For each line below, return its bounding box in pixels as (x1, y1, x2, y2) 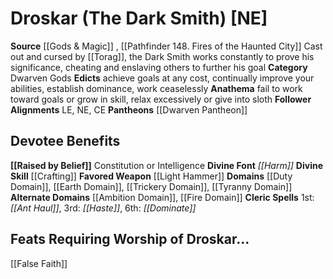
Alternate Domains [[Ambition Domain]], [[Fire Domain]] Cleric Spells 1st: (10, 191, 315, 203)
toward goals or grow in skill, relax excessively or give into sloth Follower (10, 93, 312, 105)
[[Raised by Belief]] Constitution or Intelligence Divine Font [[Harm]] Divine (10, 159, 324, 171)
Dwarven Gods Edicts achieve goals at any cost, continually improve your (10, 72, 315, 84)
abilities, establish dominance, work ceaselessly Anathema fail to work (10, 82, 303, 94)
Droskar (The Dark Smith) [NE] (10, 7, 268, 30)
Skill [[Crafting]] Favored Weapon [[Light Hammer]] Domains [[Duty (10, 170, 293, 182)
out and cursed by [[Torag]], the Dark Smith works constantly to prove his (10, 50, 315, 62)
